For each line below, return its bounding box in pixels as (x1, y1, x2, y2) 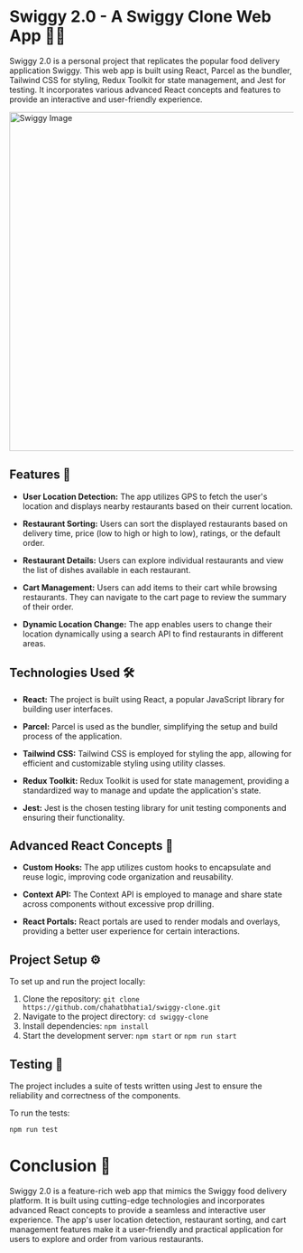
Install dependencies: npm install (22, 1021, 149, 1032)
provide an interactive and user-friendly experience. (9, 93, 203, 105)
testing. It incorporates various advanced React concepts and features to (9, 84, 281, 95)
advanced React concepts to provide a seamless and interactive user (9, 1204, 266, 1215)
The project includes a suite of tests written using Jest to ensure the (9, 1080, 263, 1091)
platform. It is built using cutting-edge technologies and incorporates (9, 1195, 265, 1206)
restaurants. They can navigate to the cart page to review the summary (22, 591, 287, 602)
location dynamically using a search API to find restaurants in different (22, 628, 284, 639)
